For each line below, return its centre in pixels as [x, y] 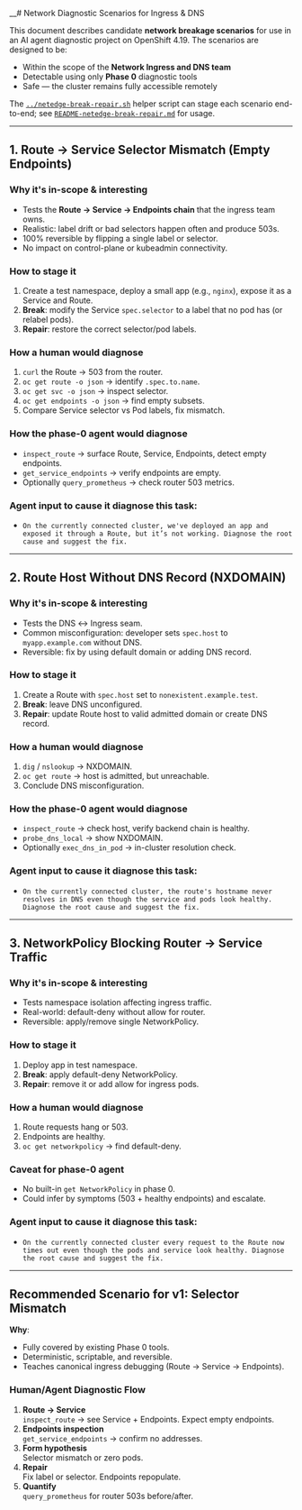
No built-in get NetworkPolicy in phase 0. [98, 1189]
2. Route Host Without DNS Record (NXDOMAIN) [148, 577]
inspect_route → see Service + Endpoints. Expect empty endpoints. [148, 1419]
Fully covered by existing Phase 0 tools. [96, 1348]
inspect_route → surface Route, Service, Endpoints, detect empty [144, 453]
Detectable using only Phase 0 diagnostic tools [110, 77]
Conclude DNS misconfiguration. [83, 786]
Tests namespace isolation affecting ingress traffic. [117, 1002]
